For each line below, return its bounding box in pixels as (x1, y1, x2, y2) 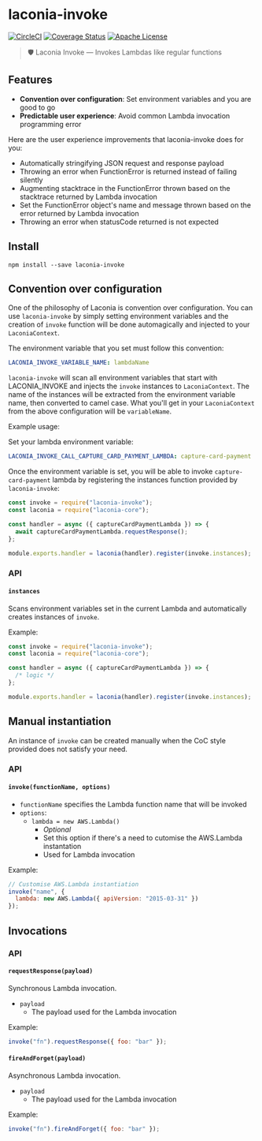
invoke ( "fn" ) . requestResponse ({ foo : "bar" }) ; (8, 1038, 168, 1046)
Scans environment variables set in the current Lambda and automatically (8, 604, 247, 613)
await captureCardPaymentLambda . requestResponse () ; (15, 527, 189, 536)
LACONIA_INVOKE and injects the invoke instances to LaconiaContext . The (8, 381, 250, 391)
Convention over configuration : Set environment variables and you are (19, 94, 252, 103)
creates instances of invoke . (8, 612, 100, 621)
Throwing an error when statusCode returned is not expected (19, 217, 219, 226)
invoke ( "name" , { (8, 888, 65, 896)
